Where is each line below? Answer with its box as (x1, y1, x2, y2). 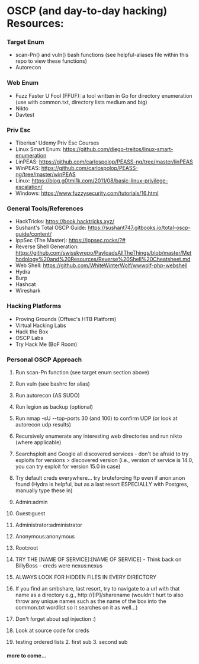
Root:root (15, 544, 38, 551)
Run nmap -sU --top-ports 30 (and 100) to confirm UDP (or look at (15, 415, 178, 422)
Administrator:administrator (15, 521, 82, 528)
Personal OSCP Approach (7, 355, 82, 364)
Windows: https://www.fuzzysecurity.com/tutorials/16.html (15, 190, 159, 197)
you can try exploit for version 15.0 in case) (15, 463, 121, 470)
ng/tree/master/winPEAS (15, 171, 76, 178)
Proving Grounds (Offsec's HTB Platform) (15, 315, 117, 322)
